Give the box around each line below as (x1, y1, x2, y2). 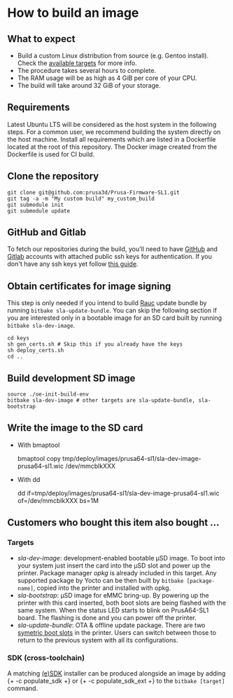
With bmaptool (17, 441, 60, 449)
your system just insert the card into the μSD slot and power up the (17, 561, 211, 570)
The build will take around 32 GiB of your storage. (17, 81, 161, 89)
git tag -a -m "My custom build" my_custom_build (7, 195, 155, 202)
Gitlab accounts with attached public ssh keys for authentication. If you (7, 253, 212, 261)
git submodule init (7, 201, 64, 208)
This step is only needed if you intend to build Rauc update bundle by (7, 299, 207, 307)
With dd (17, 475, 41, 483)
